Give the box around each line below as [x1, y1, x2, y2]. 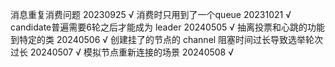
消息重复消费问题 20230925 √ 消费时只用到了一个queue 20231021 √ [10, 9, 292, 20]
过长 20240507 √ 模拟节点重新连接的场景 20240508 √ [10, 46, 235, 58]
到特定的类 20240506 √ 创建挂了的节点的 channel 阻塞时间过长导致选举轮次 [10, 34, 324, 45]
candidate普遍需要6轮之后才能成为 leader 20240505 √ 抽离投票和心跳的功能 [10, 21, 326, 33]
